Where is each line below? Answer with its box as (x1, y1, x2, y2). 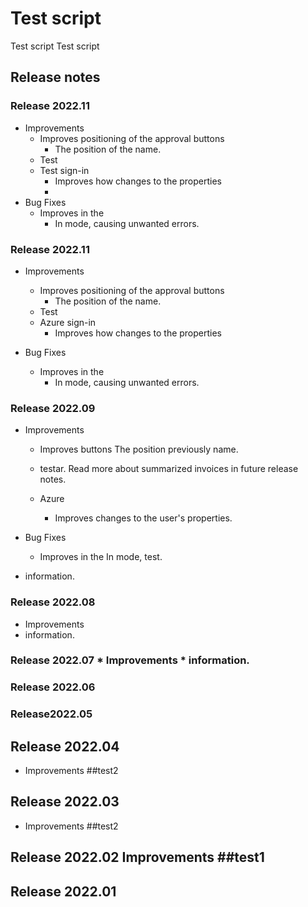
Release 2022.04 (10, 738, 120, 755)
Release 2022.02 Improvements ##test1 (10, 849, 265, 866)
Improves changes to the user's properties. (54, 512, 233, 524)
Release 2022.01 (10, 883, 117, 900)
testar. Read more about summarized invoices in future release (39, 463, 299, 475)
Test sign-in (39, 164, 90, 176)
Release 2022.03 (10, 793, 120, 811)
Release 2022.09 (10, 401, 96, 415)
